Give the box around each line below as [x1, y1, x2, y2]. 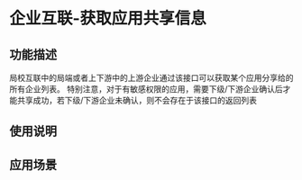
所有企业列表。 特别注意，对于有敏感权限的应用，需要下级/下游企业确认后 [9, 84, 283, 94]
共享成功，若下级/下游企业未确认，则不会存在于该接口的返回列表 [16, 95, 258, 105]
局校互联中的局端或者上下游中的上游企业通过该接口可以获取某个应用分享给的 [9, 73, 294, 83]
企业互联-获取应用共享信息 [9, 8, 207, 29]
